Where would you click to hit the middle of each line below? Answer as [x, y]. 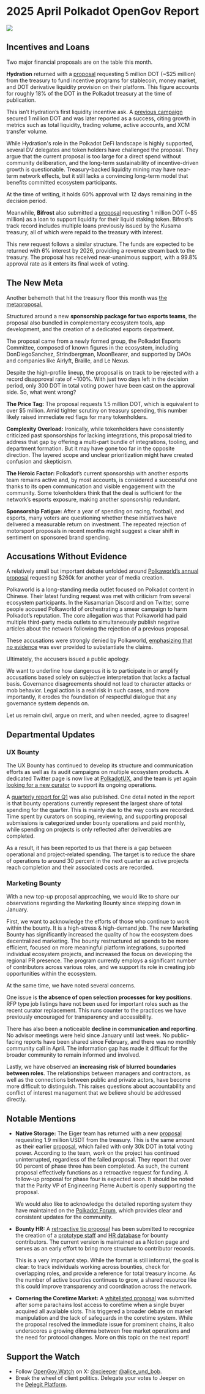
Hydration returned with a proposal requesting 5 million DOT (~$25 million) [101, 74]
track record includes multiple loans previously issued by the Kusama [94, 226]
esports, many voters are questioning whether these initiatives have [92, 518]
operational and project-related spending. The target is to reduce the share [101, 854]
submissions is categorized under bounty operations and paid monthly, [96, 823]
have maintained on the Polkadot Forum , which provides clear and [99, 1211]
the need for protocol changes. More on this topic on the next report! [102, 1338]
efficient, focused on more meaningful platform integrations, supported [96, 948]
